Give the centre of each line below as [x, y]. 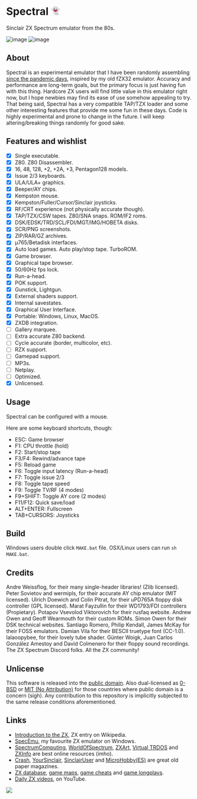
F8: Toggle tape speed [42, 483]
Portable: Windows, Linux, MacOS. [57, 317]
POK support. [31, 283]
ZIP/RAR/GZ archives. [41, 236]
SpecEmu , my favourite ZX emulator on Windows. [75, 741]
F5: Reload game [35, 465]
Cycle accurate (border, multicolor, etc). [63, 343]
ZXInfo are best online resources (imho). [64, 753]
